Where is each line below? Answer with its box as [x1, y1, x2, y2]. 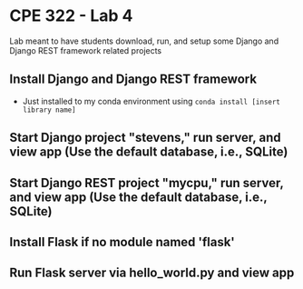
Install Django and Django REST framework [9, 72, 257, 87]
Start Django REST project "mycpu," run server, [9, 174, 284, 191]
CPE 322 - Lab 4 [9, 5, 133, 26]
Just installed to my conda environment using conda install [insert [22, 95, 281, 106]
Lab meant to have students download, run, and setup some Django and [9, 35, 279, 46]
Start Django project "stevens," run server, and [9, 130, 281, 145]
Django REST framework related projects [9, 45, 162, 55]
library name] [22, 105, 76, 115]
